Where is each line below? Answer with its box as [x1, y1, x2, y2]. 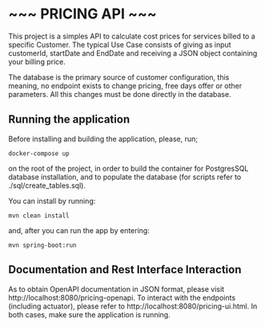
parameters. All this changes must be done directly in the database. [8, 89, 231, 99]
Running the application [8, 113, 130, 127]
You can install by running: [8, 196, 96, 205]
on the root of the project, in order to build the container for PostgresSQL [8, 163, 249, 173]
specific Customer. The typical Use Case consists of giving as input [8, 39, 231, 49]
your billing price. [8, 57, 66, 67]
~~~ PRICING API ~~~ [8, 5, 158, 23]
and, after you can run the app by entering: [8, 225, 150, 235]
